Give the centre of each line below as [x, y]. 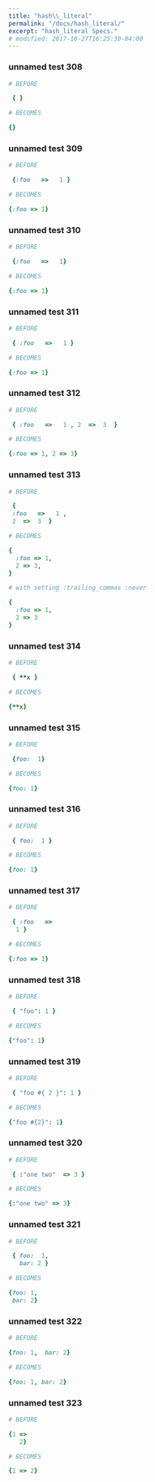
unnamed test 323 [45, 1402]
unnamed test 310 [45, 230]
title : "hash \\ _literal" [50, 16]
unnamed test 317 [44, 891]
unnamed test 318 [45, 980]
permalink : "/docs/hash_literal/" [67, 24]
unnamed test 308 [45, 67]
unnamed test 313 [45, 475]
